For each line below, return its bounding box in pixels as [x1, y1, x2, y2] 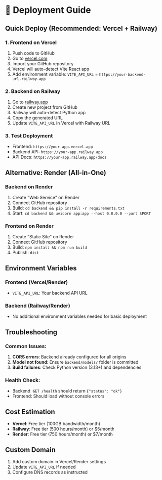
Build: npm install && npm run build [12, 244, 87, 250]
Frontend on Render [5, 222, 54, 229]
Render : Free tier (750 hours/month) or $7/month [12, 431, 113, 437]
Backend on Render [5, 183, 53, 190]
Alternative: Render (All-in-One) [5, 168, 106, 177]
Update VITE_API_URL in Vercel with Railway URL [12, 120, 111, 126]
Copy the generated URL [12, 115, 63, 121]
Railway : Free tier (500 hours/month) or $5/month [12, 426, 115, 432]
